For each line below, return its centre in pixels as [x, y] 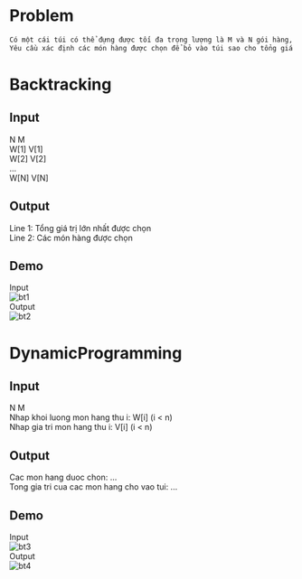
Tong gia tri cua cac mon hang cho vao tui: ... [94, 487]
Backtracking [61, 84]
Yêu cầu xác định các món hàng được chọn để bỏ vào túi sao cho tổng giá [151, 48]
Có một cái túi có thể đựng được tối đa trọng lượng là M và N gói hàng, [151, 40]
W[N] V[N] [29, 178]
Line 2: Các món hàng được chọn [71, 238]
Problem [42, 16]
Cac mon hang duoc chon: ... [63, 477]
